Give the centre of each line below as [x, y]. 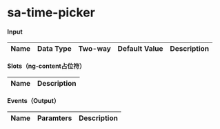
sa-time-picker [51, 13]
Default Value [140, 48]
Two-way [95, 48]
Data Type [54, 48]
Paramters [54, 118]
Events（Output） [33, 100]
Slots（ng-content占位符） [47, 66]
